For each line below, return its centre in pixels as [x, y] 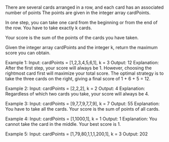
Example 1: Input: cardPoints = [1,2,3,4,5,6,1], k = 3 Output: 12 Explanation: [82, 62]
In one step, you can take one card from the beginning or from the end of [81, 22]
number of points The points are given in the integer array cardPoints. [78, 13]
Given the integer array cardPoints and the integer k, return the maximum [81, 47]
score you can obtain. [28, 53]
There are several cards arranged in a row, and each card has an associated [85, 7]
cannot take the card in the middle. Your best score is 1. [63, 124]
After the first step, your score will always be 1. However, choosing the [78, 68]
